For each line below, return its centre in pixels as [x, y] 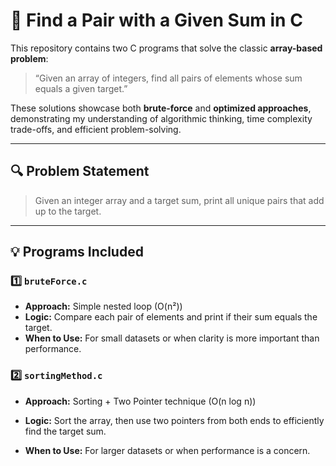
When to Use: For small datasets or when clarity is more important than [172, 338]
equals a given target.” [81, 88]
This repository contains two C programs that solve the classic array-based [166, 48]
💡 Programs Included [77, 252]
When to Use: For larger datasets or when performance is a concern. [167, 450]
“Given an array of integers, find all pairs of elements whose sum [168, 78]
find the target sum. [65, 431]
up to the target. [68, 211]
